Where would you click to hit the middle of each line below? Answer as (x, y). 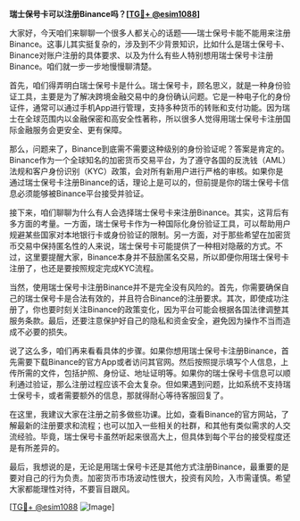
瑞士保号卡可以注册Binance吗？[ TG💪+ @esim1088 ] (105, 14)
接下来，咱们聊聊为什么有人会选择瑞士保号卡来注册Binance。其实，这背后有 (150, 212)
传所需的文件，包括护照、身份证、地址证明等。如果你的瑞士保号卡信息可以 (146, 373)
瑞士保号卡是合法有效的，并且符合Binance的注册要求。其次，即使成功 (153, 298)
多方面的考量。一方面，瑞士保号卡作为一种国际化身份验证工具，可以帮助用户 (150, 223)
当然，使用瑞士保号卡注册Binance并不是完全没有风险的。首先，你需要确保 (146, 287)
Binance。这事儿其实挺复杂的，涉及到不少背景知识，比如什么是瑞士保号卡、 (150, 44)
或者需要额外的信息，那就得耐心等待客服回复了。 (138, 395)
